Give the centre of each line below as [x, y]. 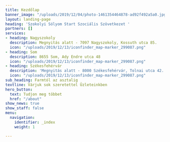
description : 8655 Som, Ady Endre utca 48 [55, 57]
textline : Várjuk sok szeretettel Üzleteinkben [56, 85]
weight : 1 [25, 127]
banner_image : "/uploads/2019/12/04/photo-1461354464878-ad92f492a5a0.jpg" [87, 15]
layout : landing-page [28, 19]
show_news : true [22, 104]
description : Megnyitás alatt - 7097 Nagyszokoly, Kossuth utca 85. [83, 43]
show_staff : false [25, 108]
